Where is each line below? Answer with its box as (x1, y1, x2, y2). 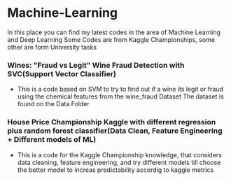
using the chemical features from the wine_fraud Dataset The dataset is (17, 92, 224, 101)
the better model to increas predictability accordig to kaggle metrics (17, 166, 214, 174)
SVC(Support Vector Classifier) (7, 68, 117, 78)
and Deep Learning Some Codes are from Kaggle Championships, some (7, 35, 216, 43)
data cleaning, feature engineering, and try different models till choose (17, 158, 221, 166)
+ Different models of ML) (7, 135, 97, 145)
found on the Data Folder (17, 100, 90, 108)
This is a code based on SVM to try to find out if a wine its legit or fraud (17, 85, 224, 94)
